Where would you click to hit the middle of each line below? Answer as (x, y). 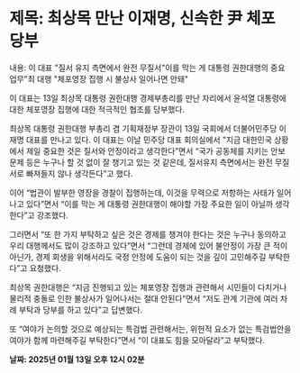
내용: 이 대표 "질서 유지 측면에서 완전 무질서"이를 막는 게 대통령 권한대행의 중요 (147, 68)
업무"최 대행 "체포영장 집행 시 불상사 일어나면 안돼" (99, 78)
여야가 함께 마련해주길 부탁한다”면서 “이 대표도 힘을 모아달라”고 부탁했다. (137, 340)
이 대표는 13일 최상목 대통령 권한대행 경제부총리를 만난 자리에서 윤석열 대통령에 (148, 98)
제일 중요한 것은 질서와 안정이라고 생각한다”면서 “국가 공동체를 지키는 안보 (155, 150)
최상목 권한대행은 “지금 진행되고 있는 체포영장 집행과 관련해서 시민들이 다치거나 (148, 287)
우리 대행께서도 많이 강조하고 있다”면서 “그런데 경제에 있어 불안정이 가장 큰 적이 (149, 245)
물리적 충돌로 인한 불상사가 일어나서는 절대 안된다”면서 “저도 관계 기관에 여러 (144, 298)
